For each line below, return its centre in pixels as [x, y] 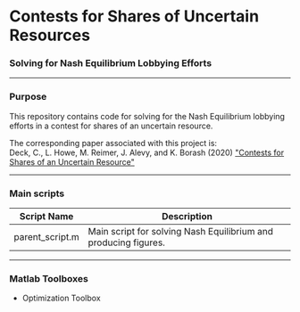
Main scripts [37, 193]
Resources [50, 35]
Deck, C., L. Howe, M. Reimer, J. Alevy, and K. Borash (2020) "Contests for [147, 152]
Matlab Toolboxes [49, 279]
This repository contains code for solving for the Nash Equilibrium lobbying [147, 116]
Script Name [46, 217]
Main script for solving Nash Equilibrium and [181, 232]
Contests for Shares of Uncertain [134, 16]
